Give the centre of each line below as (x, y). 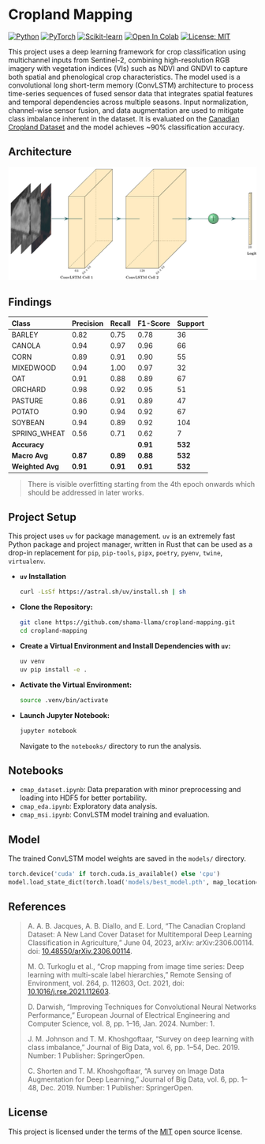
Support (191, 323)
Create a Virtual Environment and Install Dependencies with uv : (125, 646)
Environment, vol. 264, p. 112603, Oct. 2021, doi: (106, 983)
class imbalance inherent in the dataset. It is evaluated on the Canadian (124, 118)
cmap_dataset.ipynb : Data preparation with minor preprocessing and (130, 790)
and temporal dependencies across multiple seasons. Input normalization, (128, 102)
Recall (121, 323)
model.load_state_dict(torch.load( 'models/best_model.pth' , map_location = (134, 882)
